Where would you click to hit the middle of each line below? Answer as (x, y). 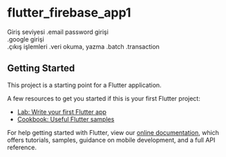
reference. (22, 147)
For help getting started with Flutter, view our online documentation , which (113, 132)
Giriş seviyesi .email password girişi (58, 32)
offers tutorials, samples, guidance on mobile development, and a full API (111, 140)
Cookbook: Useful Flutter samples (66, 119)
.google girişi (26, 39)
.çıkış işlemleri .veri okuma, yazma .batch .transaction (84, 46)
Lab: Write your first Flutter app (62, 111)
